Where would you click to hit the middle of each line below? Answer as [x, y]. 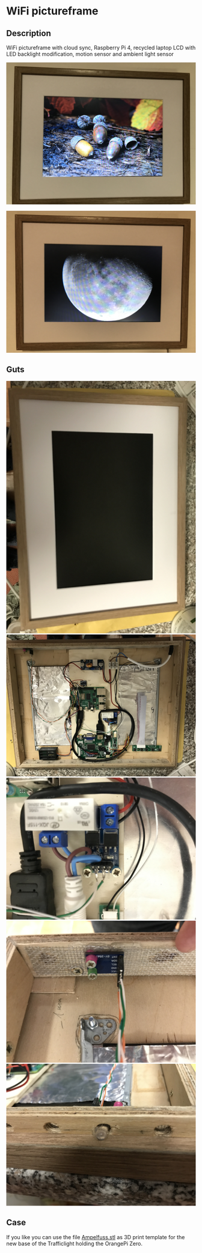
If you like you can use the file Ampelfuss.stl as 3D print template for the [96, 1237]
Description [29, 33]
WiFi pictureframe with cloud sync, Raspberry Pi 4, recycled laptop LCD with [101, 47]
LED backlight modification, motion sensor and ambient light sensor [90, 54]
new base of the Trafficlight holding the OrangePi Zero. [75, 1243]
